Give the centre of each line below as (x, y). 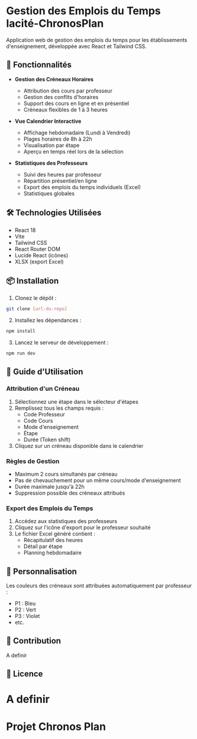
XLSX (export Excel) (39, 262)
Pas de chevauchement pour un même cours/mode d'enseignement (98, 480)
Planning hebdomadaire (52, 553)
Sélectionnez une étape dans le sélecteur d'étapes (77, 402)
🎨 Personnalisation (41, 571)
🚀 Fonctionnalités (39, 65)
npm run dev (21, 353)
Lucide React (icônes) (41, 255)
